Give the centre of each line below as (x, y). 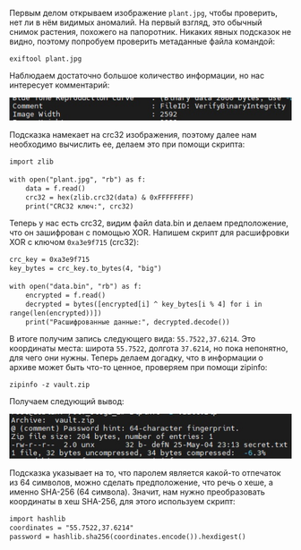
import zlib (31, 161)
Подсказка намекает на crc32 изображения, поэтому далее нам (133, 134)
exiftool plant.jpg (46, 59)
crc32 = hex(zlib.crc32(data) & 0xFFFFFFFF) (110, 197)
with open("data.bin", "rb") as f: (76, 286)
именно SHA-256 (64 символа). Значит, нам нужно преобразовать (138, 492)
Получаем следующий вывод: (67, 401)
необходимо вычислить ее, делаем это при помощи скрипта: (127, 144)
